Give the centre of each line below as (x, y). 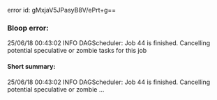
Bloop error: (28, 28)
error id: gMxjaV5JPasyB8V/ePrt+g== (62, 10)
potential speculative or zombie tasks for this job (77, 51)
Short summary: (31, 66)
